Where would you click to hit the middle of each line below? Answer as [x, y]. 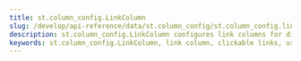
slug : [19, 26]
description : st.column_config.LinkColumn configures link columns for [146, 34]
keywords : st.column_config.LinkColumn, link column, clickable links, [146, 43]
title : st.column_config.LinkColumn [77, 17]
